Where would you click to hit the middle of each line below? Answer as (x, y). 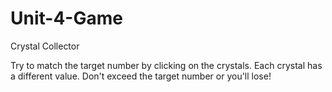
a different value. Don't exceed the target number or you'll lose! (141, 76)
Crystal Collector (45, 46)
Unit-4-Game (66, 18)
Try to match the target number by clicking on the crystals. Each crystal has (166, 65)
